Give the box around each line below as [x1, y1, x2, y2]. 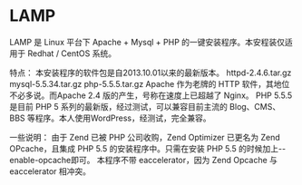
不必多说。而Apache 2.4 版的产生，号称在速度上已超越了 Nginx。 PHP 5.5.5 [9, 90, 293, 101]
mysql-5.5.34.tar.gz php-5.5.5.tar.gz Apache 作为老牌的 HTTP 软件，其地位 [9, 78, 290, 89]
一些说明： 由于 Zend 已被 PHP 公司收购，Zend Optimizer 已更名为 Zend [9, 131, 281, 142]
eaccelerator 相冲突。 [9, 165, 92, 177]
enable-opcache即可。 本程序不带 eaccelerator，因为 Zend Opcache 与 [9, 154, 278, 165]
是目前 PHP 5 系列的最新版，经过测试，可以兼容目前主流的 [9, 101, 229, 112]
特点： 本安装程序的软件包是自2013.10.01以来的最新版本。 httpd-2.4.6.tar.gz [9, 67, 292, 78]
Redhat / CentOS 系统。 [26, 47, 116, 59]
